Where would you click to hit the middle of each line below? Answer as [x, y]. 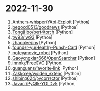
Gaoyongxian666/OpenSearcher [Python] [54, 58]
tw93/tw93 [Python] [32, 37]
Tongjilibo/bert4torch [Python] [43, 32]
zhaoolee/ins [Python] [34, 42]
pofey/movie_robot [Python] [40, 53]
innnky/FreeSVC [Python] [37, 63]
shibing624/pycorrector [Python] [45, 78]
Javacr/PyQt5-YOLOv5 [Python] [44, 83]
